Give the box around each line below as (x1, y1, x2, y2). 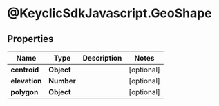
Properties (7, 33, 54, 45)
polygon (10, 87, 39, 96)
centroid (10, 65, 39, 74)
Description (82, 54, 122, 63)
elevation (10, 76, 42, 85)
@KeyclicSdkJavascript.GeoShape (7, 6, 212, 21)
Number (48, 76, 76, 85)
